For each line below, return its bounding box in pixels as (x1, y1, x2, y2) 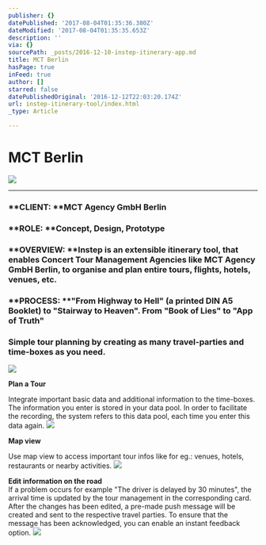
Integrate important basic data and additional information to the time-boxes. (8, 394, 256, 404)
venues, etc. (8, 274, 58, 285)
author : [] (8, 78, 44, 86)
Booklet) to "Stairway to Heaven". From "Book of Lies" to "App (8, 305, 253, 316)
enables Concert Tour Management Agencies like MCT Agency (8, 254, 256, 265)
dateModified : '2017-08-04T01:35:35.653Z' (8, 26, 150, 34)
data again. (8, 420, 45, 430)
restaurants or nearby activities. (8, 461, 112, 470)
